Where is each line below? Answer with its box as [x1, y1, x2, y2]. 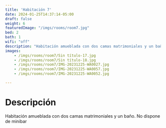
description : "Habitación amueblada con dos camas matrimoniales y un [5, 44, 154, 49]
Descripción [5, 97, 56, 108]
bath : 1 [5, 35, 21, 40]
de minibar [5, 118, 27, 124]
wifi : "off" [5, 39, 30, 44]
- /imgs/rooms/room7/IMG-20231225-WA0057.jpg [14, 67, 110, 72]
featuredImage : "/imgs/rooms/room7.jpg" [5, 26, 90, 31]
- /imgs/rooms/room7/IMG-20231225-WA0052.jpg [14, 71, 110, 76]
